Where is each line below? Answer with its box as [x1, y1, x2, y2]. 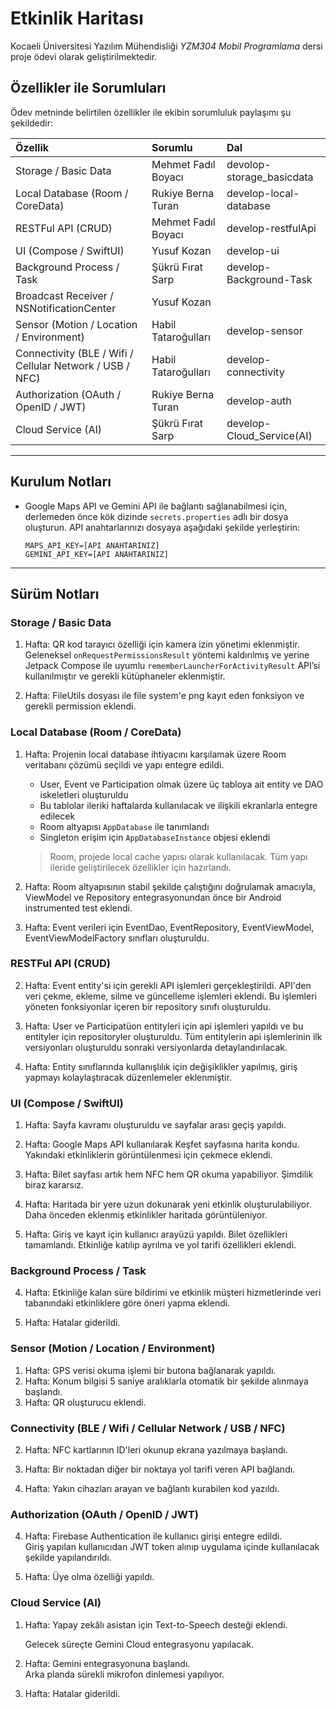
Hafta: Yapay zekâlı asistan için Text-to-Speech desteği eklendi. [24, 1618, 288, 1631]
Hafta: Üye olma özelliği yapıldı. [24, 1571, 155, 1583]
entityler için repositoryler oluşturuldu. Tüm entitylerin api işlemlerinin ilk [24, 1030, 323, 1042]
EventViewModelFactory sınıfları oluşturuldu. [24, 932, 210, 944]
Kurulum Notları [10, 473, 112, 491]
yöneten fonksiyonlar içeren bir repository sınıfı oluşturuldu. [24, 1000, 271, 1012]
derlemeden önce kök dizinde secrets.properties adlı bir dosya [24, 510, 289, 522]
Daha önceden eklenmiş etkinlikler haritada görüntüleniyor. [24, 1209, 268, 1221]
